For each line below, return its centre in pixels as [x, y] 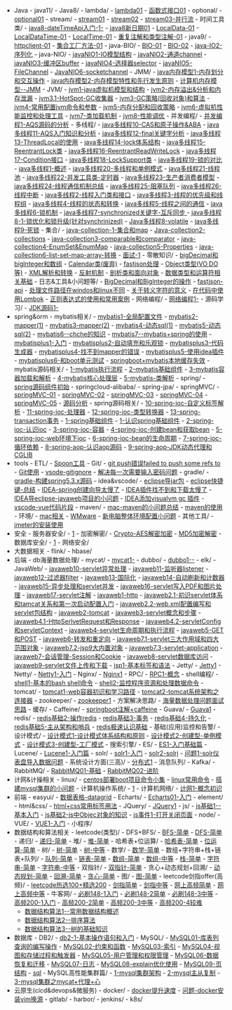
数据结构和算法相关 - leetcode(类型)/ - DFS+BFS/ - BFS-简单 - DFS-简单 [118, 832]
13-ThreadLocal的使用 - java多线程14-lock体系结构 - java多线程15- [110, 142]
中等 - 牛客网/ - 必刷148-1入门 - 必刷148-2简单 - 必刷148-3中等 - [125, 894]
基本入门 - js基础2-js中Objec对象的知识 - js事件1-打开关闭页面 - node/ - [117, 815]
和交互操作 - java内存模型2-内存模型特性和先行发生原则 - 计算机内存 [112, 80]
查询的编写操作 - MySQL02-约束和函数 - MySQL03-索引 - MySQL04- [114, 946]
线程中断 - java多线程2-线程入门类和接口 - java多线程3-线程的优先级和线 [118, 195]
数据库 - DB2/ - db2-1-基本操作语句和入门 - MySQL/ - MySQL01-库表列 [116, 938]
